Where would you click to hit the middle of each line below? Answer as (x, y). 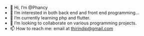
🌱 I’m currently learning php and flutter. (50, 18)
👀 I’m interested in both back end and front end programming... (74, 13)
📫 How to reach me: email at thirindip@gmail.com (62, 28)
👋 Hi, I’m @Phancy (29, 8)
